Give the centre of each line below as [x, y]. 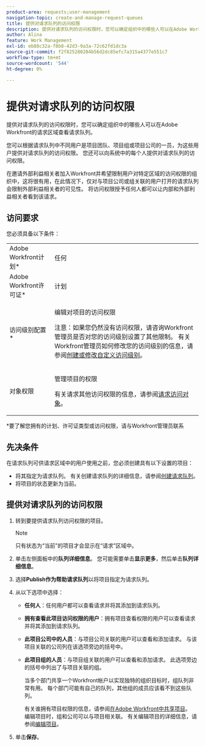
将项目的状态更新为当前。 [47, 483]
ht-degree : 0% [24, 69]
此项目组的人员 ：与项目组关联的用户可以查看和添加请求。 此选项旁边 [110, 660]
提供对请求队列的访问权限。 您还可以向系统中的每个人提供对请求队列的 [100, 153]
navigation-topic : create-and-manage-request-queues [75, 18]
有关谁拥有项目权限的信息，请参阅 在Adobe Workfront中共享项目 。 [107, 709]
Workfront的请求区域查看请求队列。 [51, 132]
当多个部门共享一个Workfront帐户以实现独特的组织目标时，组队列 [106, 680]
